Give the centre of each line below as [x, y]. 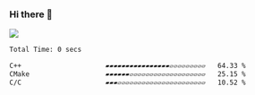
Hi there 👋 [31, 14]
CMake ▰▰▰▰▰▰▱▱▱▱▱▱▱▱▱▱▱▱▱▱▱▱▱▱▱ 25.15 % [127, 74]
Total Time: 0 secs [46, 50]
